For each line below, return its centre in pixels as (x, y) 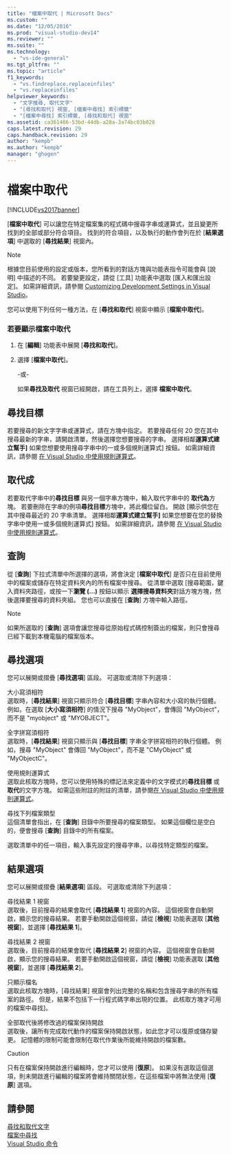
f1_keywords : (26, 77)
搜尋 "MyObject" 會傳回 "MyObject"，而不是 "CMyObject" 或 (106, 750)
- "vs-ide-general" (41, 58)
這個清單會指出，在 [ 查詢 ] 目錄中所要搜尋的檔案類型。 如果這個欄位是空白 (111, 822)
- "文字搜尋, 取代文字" (43, 103)
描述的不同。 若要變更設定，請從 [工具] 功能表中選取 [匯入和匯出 (114, 277)
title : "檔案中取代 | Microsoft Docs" (60, 13)
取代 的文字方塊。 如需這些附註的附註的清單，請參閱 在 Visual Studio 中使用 (112, 790)
